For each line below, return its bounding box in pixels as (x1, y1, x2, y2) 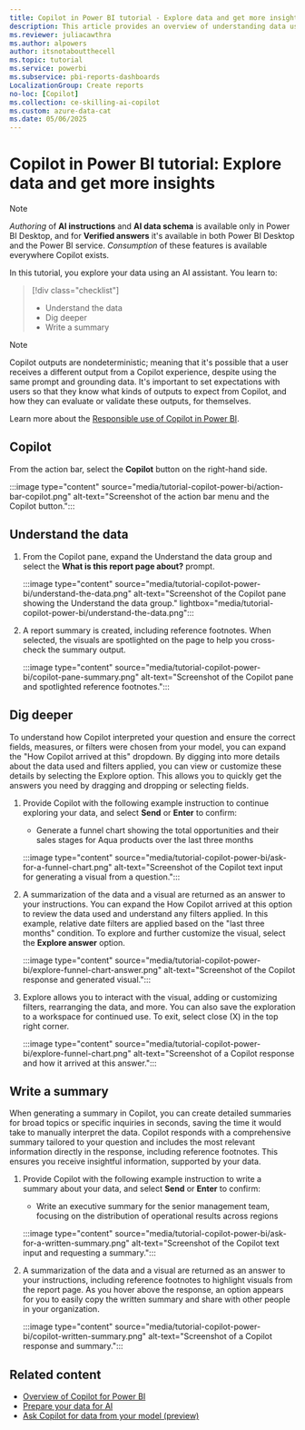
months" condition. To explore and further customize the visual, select (22, 928, 286, 938)
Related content (9, 1366, 102, 1382)
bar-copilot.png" (9, 491, 72, 501)
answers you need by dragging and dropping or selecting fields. (9, 780, 250, 790)
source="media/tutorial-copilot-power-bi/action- (101, 481, 284, 492)
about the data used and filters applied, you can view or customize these (9, 760, 282, 771)
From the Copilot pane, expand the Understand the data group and (22, 551, 272, 561)
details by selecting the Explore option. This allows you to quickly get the (9, 770, 282, 781)
